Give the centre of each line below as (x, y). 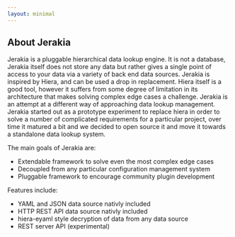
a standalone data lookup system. (57, 134)
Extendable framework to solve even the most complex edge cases (116, 162)
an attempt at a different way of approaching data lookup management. (111, 104)
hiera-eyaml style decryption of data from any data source (103, 219)
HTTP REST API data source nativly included (82, 212)
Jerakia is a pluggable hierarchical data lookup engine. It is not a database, (116, 59)
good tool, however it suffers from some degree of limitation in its (103, 90)
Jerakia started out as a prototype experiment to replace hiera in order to (114, 112)
